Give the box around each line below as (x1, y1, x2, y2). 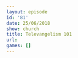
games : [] (6, 43, 32, 49)
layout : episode (6, 8, 48, 15)
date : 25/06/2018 (6, 20, 51, 26)
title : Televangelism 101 (6, 31, 72, 37)
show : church (6, 25, 40, 32)
